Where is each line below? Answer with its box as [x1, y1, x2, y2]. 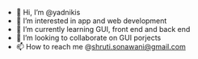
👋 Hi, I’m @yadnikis [15, 8, 81, 17]
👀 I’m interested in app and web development [15, 16, 167, 26]
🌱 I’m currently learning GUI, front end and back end [15, 25, 191, 33]
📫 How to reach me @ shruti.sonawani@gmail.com [15, 42, 186, 51]
